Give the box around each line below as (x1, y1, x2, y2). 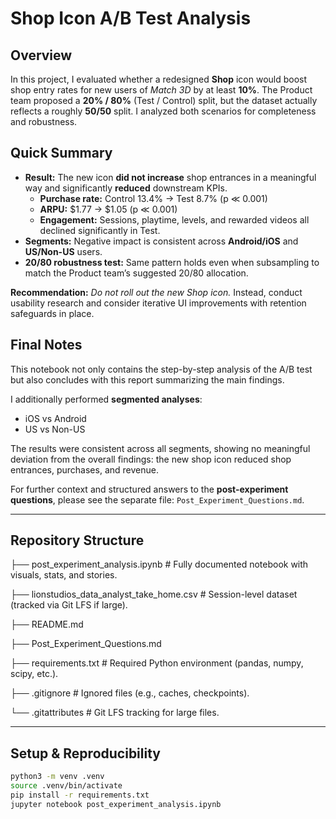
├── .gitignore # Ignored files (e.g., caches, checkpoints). (10, 687, 250, 699)
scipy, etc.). (10, 668, 59, 680)
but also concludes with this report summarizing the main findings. (10, 373, 285, 386)
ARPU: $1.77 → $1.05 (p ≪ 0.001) (39, 203, 178, 215)
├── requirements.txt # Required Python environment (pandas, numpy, (10, 657, 304, 669)
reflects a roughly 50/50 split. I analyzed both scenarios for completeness (10, 105, 317, 117)
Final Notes (10, 337, 83, 354)
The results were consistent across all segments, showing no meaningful (10, 442, 311, 454)
